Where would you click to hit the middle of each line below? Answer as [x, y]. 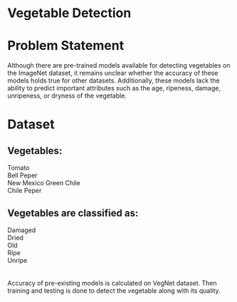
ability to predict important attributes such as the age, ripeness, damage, [114, 88]
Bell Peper [22, 175]
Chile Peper [25, 191]
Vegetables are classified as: [73, 213]
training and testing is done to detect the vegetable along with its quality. [114, 291]
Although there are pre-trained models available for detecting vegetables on [119, 66]
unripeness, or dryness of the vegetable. [67, 96]
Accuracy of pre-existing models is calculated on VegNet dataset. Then [112, 283]
